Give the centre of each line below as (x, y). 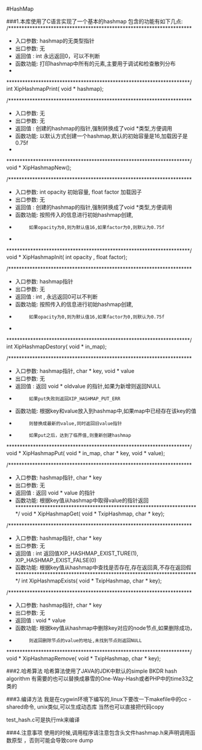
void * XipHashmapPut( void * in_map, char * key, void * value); (86, 453)
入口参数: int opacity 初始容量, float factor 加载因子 (79, 192)
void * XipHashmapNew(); (39, 168)
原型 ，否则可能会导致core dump (52, 740)
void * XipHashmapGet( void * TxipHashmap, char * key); (93, 514)
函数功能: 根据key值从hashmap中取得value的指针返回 (82, 500)
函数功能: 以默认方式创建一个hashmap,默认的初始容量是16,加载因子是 (101, 136)
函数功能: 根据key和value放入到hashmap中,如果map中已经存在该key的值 (106, 411)
